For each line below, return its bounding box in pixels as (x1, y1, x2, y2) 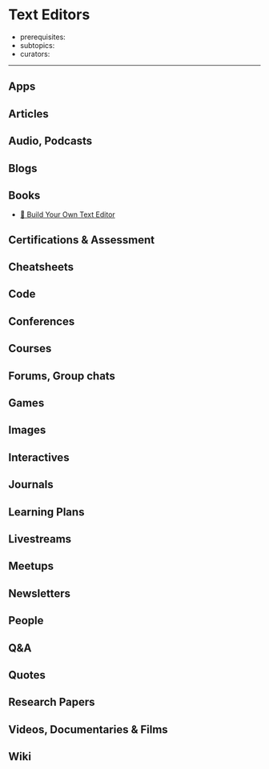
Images (8, 423, 46, 437)
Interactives (8, 451, 70, 464)
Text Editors (8, 6, 90, 24)
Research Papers (8, 695, 95, 709)
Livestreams (8, 532, 72, 546)
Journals (8, 478, 54, 491)
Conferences (8, 314, 75, 328)
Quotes (8, 668, 46, 682)
